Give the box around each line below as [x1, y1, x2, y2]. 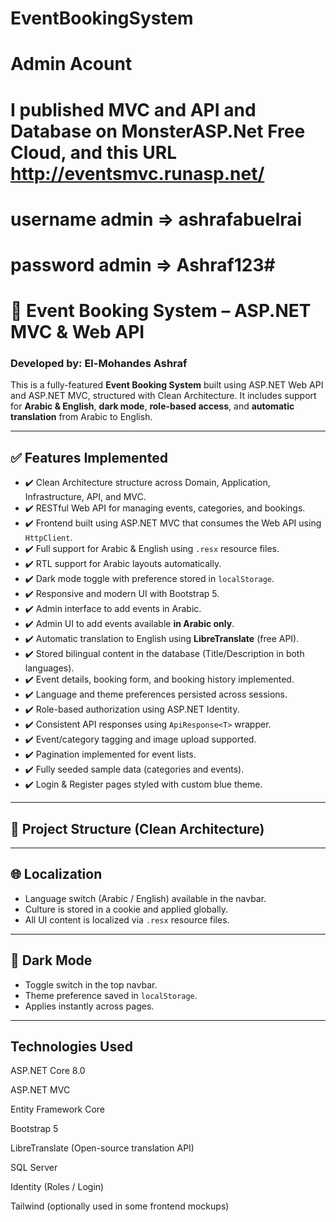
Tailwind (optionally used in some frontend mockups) [10, 1200, 230, 1212]
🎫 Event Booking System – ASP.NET [10, 300, 312, 322]
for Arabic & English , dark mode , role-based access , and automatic [10, 400, 295, 412]
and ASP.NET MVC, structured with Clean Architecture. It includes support [10, 390, 317, 402]
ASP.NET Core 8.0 [10, 1065, 86, 1077]
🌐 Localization [10, 866, 103, 883]
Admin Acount [10, 53, 133, 76]
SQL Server [10, 1162, 58, 1174]
